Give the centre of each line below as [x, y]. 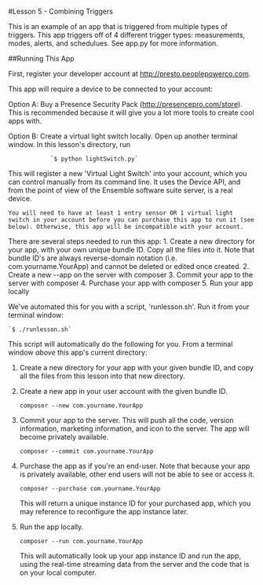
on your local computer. [58, 572]
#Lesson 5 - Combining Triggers [61, 11]
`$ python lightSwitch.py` [94, 159]
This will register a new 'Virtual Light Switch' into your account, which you [128, 173]
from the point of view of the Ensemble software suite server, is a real [121, 190]
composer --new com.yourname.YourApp [81, 406]
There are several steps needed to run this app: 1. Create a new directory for [131, 241]
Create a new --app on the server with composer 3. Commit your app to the [131, 275]
